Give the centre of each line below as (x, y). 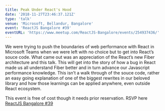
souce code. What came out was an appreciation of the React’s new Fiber (80, 57)
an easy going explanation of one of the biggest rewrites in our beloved (78, 78)
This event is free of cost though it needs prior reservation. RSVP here (76, 98)
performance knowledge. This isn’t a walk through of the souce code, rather (82, 73)
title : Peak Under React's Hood (38, 10)
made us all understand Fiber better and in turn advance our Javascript (77, 68)
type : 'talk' (18, 19)
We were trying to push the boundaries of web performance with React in (80, 47)
